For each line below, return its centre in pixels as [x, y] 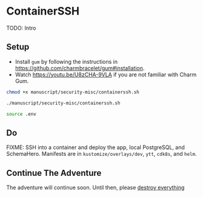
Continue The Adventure [54, 173]
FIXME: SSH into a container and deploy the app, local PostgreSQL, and [95, 147]
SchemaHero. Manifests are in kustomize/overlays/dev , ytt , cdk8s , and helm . [101, 154]
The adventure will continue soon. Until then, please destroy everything [95, 187]
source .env [21, 114]
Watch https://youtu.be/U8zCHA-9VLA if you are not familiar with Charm [106, 75]
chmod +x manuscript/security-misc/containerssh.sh [73, 92]
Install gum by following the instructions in [66, 61]
